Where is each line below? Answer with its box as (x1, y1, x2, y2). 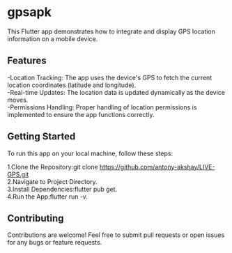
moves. (7, 95, 29, 104)
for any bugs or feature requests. (7, 238, 102, 247)
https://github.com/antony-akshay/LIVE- (100, 162, 215, 171)
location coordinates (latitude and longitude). (7, 81, 137, 89)
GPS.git (7, 170, 29, 178)
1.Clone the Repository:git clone (7, 162, 99, 171)
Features (7, 55, 47, 67)
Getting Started (7, 130, 76, 143)
